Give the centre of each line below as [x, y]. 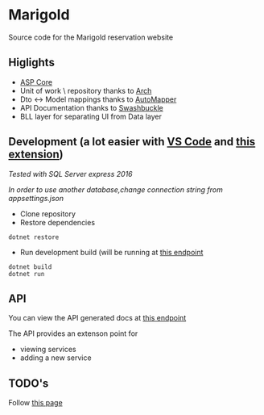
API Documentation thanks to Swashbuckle [91, 107]
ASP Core [36, 82]
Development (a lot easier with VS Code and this [132, 142]
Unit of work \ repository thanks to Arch [86, 90]
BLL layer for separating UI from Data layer [91, 116]
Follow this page [35, 403]
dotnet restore [34, 237]
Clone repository [48, 214]
